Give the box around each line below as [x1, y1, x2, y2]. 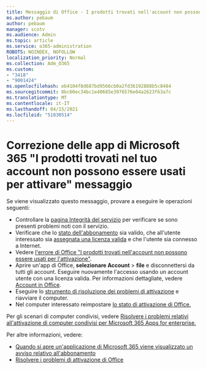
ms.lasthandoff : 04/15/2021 [6, 106, 78, 112]
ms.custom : [6, 66, 34, 72]
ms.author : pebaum [6, 15, 53, 21]
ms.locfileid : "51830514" [6, 112, 72, 118]
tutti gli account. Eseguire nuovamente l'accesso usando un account [15, 268, 189, 276]
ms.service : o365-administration [6, 44, 92, 50]
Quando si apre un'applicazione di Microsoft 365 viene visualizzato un [15, 343, 193, 351]
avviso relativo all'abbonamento [15, 349, 96, 357]
